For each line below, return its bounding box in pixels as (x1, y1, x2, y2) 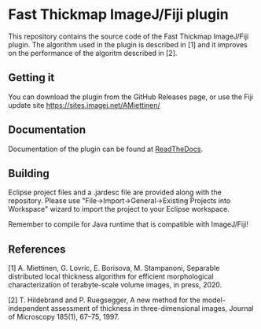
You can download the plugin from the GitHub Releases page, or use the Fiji (8, 92, 254, 102)
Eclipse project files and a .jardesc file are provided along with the (8, 187, 222, 198)
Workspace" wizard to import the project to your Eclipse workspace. (8, 205, 230, 214)
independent (8, 304, 50, 313)
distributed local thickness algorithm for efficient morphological (8, 272, 214, 281)
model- (201, 295, 226, 305)
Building (8, 167, 50, 180)
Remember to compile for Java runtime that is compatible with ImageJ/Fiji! (8, 220, 249, 229)
